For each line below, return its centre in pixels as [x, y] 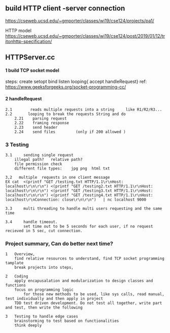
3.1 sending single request [39, 155]
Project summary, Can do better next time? [59, 243]
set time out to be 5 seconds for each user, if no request [88, 226]
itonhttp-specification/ [29, 41]
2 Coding [17, 276]
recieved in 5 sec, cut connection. [44, 231]
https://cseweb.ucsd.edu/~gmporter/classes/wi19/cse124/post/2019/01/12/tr [85, 36]
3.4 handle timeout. [31, 222]
